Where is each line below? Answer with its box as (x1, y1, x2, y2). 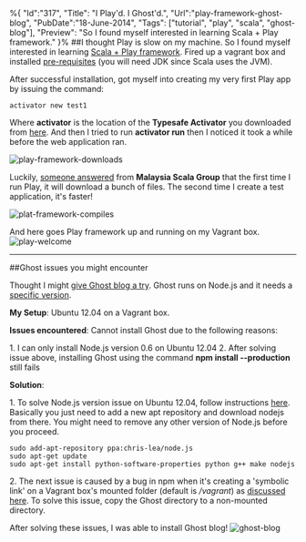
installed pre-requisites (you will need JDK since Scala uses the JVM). (9, 56, 273, 66)
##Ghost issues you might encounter (9, 262, 148, 272)
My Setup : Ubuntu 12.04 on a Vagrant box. (9, 307, 170, 318)
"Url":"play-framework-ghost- (169, 8, 283, 18)
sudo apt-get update (9, 452, 88, 461)
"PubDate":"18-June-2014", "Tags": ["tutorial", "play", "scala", (33, 17, 265, 28)
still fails (9, 362, 41, 373)
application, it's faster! (9, 191, 94, 201)
